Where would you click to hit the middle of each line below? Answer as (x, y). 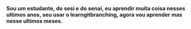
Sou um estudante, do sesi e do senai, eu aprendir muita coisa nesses (96, 8)
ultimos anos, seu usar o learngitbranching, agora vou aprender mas (95, 14)
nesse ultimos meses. (35, 21)
